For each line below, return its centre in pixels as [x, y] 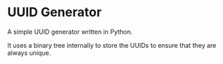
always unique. [29, 53]
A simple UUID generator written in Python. [70, 32]
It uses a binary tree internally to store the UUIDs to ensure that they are [112, 45]
